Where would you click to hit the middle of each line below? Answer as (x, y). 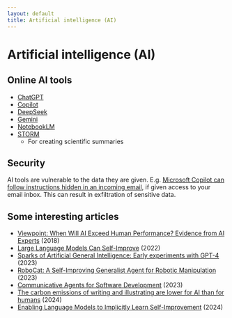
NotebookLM (36, 127)
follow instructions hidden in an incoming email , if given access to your (109, 187)
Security (26, 163)
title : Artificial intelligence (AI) (62, 20)
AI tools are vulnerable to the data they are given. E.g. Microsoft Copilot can (116, 180)
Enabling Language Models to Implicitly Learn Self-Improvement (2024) (120, 308)
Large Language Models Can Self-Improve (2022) (89, 248)
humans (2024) (40, 300)
